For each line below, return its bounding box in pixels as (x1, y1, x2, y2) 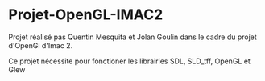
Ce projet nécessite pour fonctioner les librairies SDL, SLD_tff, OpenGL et (8, 56, 251, 66)
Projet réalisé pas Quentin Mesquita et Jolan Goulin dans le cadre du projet (8, 32, 258, 42)
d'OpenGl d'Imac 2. (8, 40, 73, 50)
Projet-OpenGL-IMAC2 (8, 6, 164, 24)
